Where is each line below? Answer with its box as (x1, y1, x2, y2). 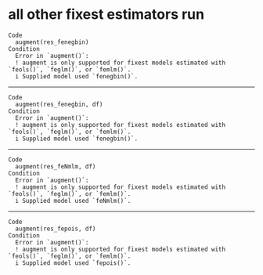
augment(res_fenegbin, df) (15, 100, 103, 108)
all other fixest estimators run (8, 5, 205, 24)
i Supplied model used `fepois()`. (15, 259, 131, 267)
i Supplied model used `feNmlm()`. (15, 197, 131, 204)
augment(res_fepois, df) (15, 225, 96, 233)
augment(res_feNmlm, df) (15, 162, 96, 170)
